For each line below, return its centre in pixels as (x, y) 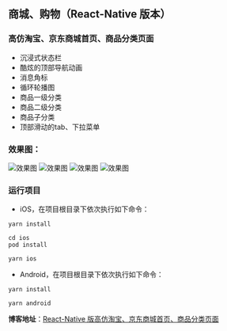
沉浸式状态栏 (40, 57)
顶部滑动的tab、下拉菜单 (60, 127)
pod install (28, 245)
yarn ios (23, 259)
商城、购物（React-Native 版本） (90, 14)
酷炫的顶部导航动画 (51, 67)
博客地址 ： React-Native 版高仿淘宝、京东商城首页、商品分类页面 (114, 319)
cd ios (19, 238)
